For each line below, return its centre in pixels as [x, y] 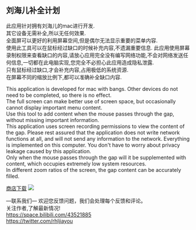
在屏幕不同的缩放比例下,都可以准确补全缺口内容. [64, 77]
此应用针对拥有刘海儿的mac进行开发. [51, 26]
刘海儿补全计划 [33, 11]
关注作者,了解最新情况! [33, 208]
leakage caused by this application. [49, 151]
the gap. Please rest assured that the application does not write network [93, 132]
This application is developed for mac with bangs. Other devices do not [92, 89]
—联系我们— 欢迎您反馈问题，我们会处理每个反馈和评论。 [76, 201]
